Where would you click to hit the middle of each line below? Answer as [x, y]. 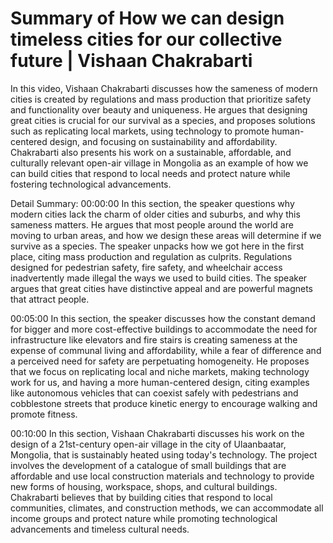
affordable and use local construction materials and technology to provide [162, 476]
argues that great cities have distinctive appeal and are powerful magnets [161, 288]
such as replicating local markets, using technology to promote [140, 131]
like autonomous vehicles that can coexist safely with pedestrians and [154, 393]
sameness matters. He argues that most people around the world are [152, 224]
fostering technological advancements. [91, 184]
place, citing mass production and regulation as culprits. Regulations [151, 256]
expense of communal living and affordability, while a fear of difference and [166, 350]
